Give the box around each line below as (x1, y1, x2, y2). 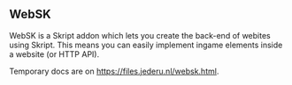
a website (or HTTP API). (9, 48, 100, 60)
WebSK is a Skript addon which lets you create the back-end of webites (9, 30, 272, 40)
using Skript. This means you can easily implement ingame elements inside (9, 39, 283, 50)
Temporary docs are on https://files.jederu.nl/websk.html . (9, 66, 219, 76)
